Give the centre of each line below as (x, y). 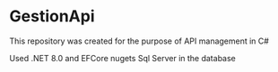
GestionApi (52, 16)
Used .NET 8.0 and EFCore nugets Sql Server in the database (122, 58)
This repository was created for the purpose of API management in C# (139, 41)
